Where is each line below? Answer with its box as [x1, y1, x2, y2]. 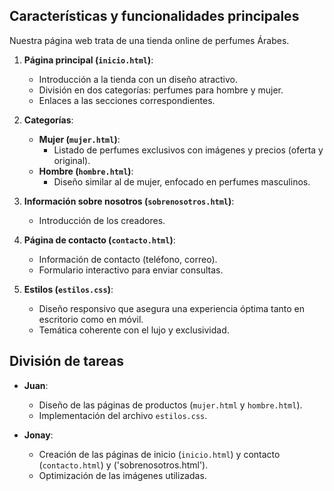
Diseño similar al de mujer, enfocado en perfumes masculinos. [53, 175, 311, 188]
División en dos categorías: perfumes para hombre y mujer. [38, 84, 284, 96]
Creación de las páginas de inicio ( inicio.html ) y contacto [38, 448, 281, 460]
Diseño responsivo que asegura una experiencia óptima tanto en [38, 302, 306, 314]
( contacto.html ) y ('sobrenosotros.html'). [38, 459, 209, 471]
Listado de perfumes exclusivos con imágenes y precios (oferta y [53, 144, 324, 156]
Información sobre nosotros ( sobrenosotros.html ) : [23, 195, 235, 207]
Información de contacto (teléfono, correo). [38, 253, 218, 265]
